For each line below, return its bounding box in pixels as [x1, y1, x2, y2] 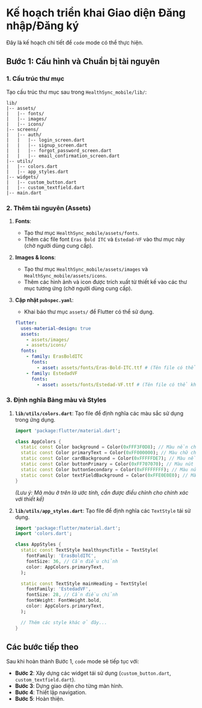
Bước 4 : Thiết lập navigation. [14, 689, 87, 696]
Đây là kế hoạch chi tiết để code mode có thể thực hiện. [6, 39, 144, 46]
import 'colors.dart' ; [14, 530, 72, 537]
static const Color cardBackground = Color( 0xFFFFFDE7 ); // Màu [21, 455, 186, 462]
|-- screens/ [6, 126, 39, 132]
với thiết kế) [14, 495, 45, 503]
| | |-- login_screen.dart [6, 137, 85, 143]
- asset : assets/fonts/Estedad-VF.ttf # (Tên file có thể [37, 381, 189, 388]
